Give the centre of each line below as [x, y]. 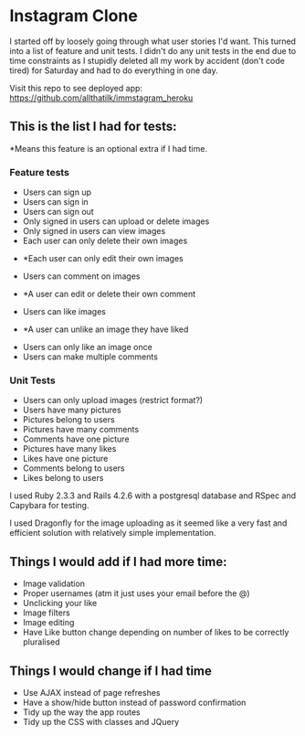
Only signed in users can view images [94, 231]
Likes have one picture [65, 459]
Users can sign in [55, 202]
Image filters [46, 613]
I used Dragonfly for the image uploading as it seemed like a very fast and [148, 523]
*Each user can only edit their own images [103, 259]
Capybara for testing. [49, 506]
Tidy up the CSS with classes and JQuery [101, 721]
